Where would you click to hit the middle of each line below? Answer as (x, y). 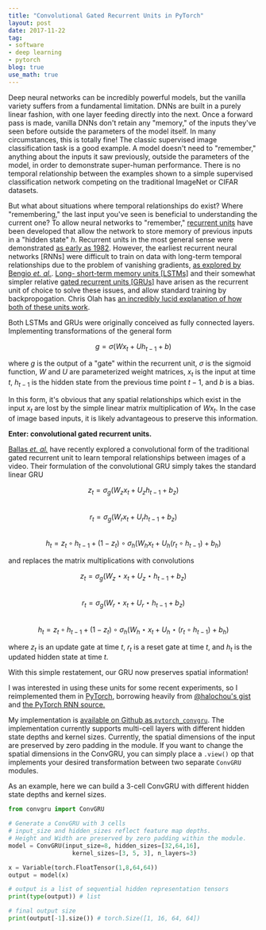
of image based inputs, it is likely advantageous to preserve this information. (133, 418)
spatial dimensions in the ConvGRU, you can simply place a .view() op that (131, 754)
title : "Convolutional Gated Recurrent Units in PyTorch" (106, 15)
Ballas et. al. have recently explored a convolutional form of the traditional (129, 449)
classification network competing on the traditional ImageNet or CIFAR (123, 182)
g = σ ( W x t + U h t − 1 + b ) (133, 347)
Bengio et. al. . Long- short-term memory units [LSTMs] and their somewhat (132, 273)
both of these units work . (49, 307)
